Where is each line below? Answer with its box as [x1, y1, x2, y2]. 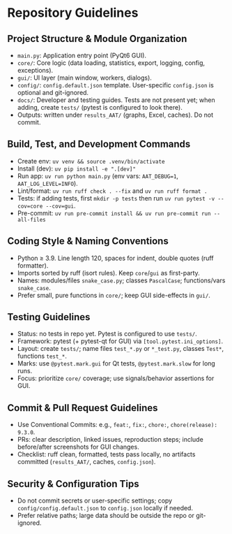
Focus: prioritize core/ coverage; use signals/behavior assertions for [17, 374, 215, 382]
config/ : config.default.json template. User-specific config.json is [17, 81, 214, 89]
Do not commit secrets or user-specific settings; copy [17, 496, 173, 505]
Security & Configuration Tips [7, 477, 139, 490]
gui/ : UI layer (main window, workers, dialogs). [17, 73, 152, 82]
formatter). [17, 261, 49, 270]
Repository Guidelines [7, 5, 139, 21]
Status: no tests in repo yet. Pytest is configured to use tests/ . [17, 330, 197, 338]
